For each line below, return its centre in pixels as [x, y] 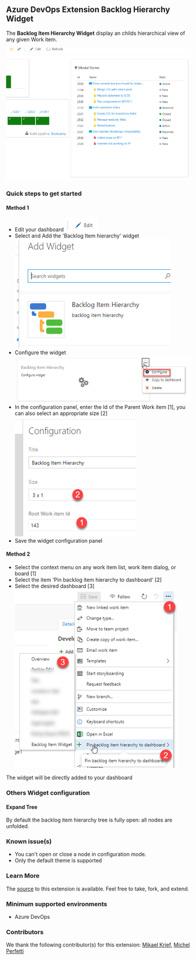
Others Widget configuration [48, 793]
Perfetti [15, 951]
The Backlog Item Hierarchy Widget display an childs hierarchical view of [96, 33]
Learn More [23, 876]
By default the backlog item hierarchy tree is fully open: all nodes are [89, 820]
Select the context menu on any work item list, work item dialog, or [95, 568]
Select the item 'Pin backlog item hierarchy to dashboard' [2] [88, 580]
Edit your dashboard [39, 230]
